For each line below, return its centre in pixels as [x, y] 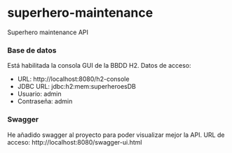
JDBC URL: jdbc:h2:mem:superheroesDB [77, 87]
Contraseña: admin [45, 101]
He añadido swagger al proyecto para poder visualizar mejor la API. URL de [116, 135]
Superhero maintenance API [48, 32]
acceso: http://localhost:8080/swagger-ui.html [75, 142]
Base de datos [32, 50]
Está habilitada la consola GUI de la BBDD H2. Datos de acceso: [99, 66]
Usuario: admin [39, 94]
